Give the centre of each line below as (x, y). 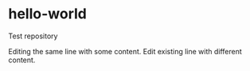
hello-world (48, 14)
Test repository (33, 36)
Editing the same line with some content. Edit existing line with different (125, 51)
